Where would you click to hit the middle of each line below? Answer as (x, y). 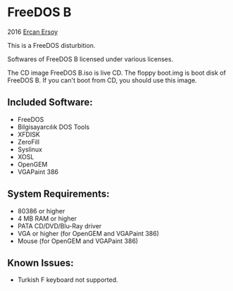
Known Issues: (40, 262)
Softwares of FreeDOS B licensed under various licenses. (90, 59)
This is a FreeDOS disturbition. (51, 45)
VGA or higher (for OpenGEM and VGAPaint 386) (88, 233)
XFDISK (29, 134)
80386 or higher (41, 211)
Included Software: (50, 103)
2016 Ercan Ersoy (33, 32)
